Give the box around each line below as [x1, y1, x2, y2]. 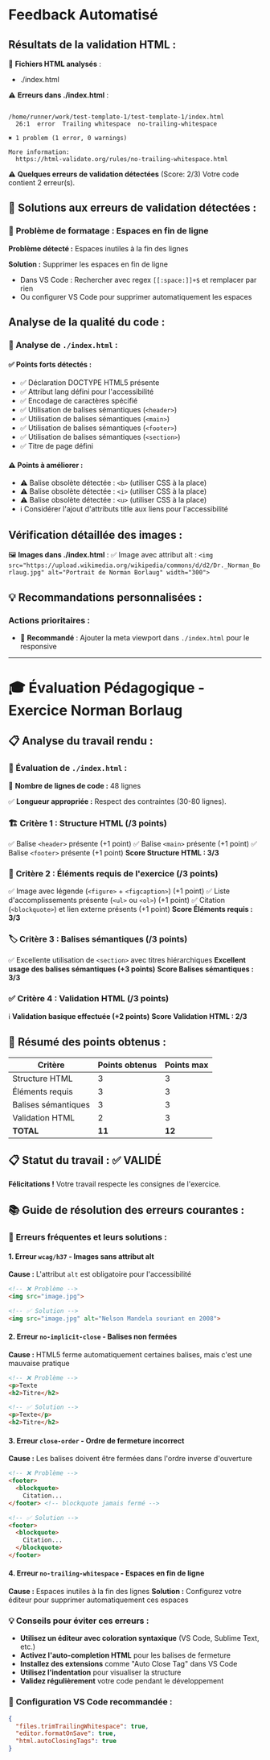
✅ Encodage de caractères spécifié [19, 396, 138, 406]
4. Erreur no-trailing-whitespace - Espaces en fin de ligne [8, 1568, 205, 1578]
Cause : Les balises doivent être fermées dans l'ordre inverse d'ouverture [8, 1454, 253, 1464]
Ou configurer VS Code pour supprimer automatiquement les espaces [19, 292, 252, 301]
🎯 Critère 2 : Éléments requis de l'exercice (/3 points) [8, 868, 219, 879]
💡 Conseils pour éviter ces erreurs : [8, 1615, 149, 1626]
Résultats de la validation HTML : [8, 38, 177, 52]
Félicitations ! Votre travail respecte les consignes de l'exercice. [8, 1178, 221, 1189]
